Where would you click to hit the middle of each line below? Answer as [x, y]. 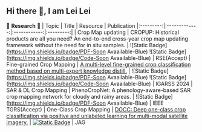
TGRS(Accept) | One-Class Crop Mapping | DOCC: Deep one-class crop [96, 109]
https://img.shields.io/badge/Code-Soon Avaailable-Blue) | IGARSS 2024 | [100, 84]
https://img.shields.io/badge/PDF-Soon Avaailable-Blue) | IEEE [86, 103]
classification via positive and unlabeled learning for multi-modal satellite [97, 116]
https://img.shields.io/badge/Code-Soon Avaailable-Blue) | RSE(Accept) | [99, 58]
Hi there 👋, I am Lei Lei [48, 11]
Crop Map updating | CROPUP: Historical [129, 32]
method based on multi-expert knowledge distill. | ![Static [78, 71]
